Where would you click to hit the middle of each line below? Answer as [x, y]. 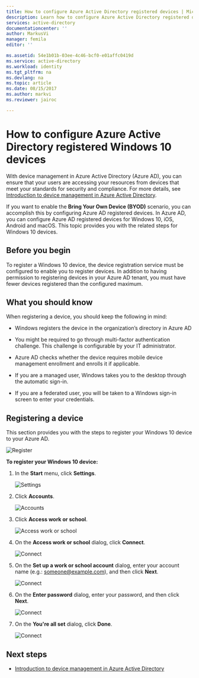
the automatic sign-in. [41, 381]
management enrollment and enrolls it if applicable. [77, 364]
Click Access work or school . [51, 519]
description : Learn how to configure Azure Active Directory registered [98, 17]
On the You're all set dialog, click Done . [63, 624]
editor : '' [20, 45]
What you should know [49, 302]
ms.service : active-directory [44, 61]
